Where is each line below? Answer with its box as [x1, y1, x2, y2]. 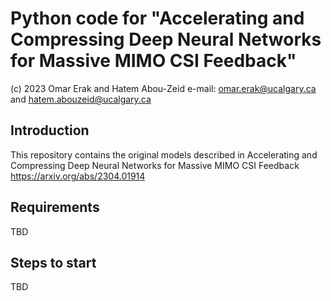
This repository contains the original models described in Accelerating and [10, 148, 318, 161]
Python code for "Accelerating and [10, 7, 305, 30]
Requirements [10, 199, 100, 216]
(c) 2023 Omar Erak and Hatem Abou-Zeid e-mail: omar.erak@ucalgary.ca [10, 82, 317, 94]
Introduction [10, 122, 90, 139]
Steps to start [10, 254, 97, 271]
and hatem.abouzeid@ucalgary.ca [10, 93, 152, 105]
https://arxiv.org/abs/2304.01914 [10, 170, 146, 182]
